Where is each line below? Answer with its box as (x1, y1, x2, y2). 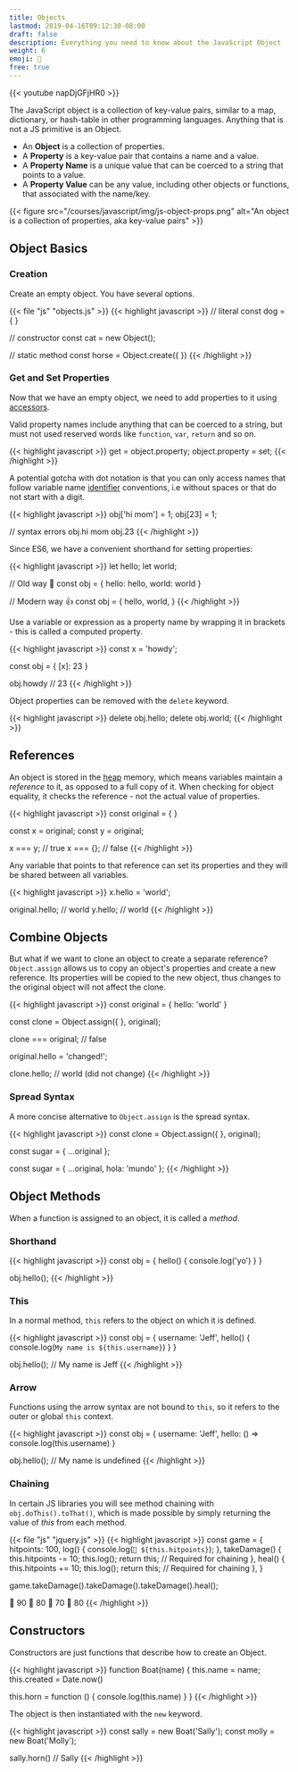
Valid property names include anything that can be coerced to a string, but (9, 419, 283, 430)
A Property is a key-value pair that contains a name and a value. (21, 150, 260, 161)
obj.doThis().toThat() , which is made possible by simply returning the (9, 1507, 271, 1518)
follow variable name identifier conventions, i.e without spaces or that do (9, 481, 277, 492)
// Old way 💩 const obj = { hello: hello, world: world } (9, 578, 202, 589)
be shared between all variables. (9, 869, 129, 880)
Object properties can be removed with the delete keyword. (9, 695, 229, 706)
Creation (9, 268, 48, 280)
